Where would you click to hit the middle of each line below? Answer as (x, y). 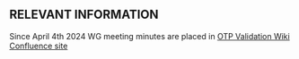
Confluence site (39, 46)
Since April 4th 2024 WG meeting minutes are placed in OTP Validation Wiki (149, 36)
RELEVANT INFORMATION (84, 15)
